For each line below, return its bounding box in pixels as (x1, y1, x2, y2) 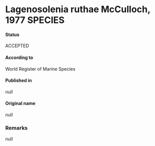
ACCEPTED (5, 43, 29, 49)
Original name (5, 100, 35, 106)
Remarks (5, 124, 28, 131)
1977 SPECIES (5, 14, 65, 26)
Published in (5, 77, 32, 83)
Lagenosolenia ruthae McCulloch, (5, 4, 150, 15)
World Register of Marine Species (5, 66, 75, 72)
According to (5, 54, 33, 61)
